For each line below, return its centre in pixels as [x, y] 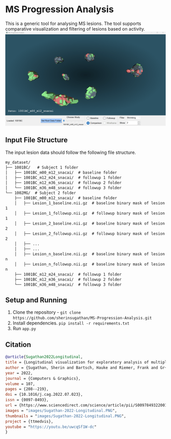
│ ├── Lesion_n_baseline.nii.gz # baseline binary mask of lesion [90, 254]
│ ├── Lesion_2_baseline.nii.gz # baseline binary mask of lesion [90, 223]
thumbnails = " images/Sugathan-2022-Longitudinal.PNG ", [66, 416]
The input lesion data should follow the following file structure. [71, 152]
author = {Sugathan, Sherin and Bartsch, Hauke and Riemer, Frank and [82, 368]
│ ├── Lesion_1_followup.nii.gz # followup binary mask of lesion [90, 213]
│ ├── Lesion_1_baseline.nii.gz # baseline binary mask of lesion [90, 203]
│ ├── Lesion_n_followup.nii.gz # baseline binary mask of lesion [90, 264]
